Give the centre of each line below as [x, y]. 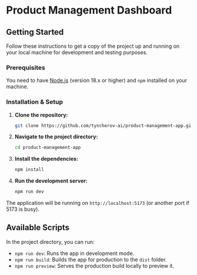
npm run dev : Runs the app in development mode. [74, 253]
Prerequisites [26, 67]
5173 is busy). [23, 209]
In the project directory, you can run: [50, 241]
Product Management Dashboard [89, 10]
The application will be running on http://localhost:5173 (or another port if [98, 203]
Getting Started [35, 32]
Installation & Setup [35, 102]
